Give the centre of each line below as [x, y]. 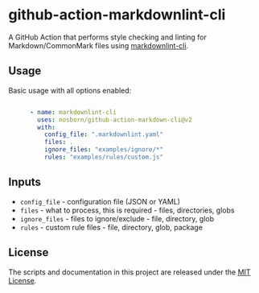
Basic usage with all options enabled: [70, 90]
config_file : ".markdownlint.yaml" [103, 134]
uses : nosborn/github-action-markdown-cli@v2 [115, 120]
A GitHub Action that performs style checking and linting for [108, 37]
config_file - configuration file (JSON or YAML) [100, 201]
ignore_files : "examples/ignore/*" [103, 150]
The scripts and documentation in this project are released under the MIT [129, 272]
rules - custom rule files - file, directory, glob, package [111, 227]
